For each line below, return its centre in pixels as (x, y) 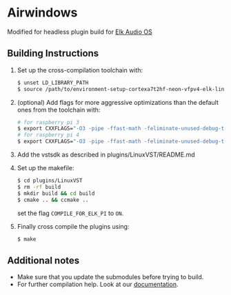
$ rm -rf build (39, 187)
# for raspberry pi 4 (48, 135)
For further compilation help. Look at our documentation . (98, 285)
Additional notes (43, 260)
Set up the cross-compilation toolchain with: (80, 70)
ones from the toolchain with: (59, 110)
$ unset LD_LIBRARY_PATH (53, 83)
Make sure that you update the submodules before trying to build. (110, 277)
